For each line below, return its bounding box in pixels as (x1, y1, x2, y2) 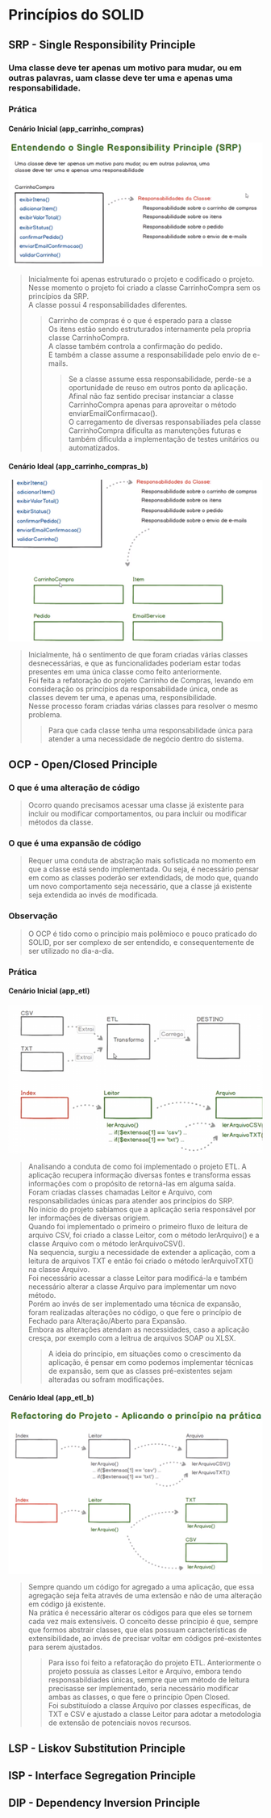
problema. (27, 710, 63, 720)
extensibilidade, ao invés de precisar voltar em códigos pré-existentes (27, 1634, 262, 1644)
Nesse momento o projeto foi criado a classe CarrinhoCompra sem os (27, 283, 261, 292)
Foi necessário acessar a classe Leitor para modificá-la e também (27, 1273, 248, 1283)
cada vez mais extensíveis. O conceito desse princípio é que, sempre (27, 1617, 259, 1627)
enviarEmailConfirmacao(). (68, 409, 158, 418)
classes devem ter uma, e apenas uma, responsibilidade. (27, 693, 218, 703)
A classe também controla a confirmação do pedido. (48, 342, 223, 351)
